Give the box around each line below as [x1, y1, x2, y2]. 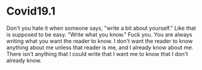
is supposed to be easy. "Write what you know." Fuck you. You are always [6, 30, 193, 38]
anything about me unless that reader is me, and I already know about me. [6, 44, 194, 51]
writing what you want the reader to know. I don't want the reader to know [6, 37, 193, 44]
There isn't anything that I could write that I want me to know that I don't [6, 50, 189, 57]
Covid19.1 [6, 4, 56, 18]
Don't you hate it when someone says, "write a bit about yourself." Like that [6, 24, 196, 32]
